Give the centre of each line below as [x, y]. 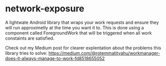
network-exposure [45, 9]
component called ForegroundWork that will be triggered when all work [78, 33]
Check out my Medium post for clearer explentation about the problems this [83, 48]
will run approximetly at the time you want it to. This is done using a [74, 27]
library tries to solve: [26, 53]
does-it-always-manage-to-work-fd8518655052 [55, 58]
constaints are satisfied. [30, 38]
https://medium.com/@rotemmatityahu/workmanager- [104, 53]
